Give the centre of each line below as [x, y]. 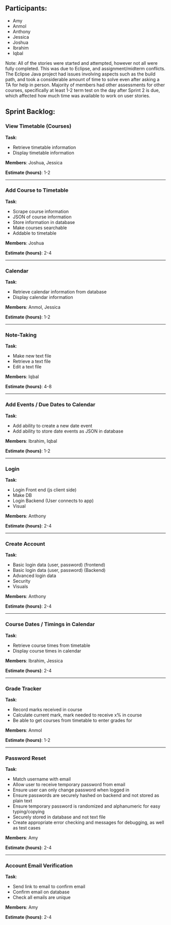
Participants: [26, 8]
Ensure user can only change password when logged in [71, 790]
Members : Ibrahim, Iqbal [31, 441]
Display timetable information [44, 153]
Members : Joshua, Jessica [34, 162]
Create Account [25, 544]
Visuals [20, 587]
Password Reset [26, 758]
